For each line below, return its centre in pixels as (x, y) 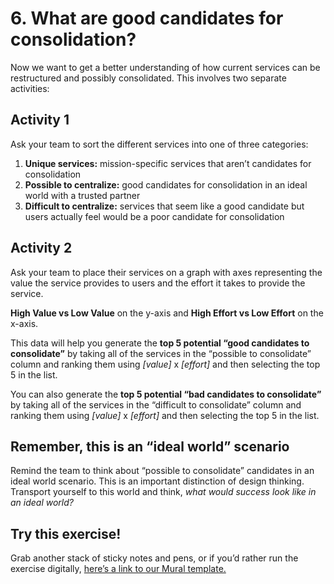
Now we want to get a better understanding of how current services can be (165, 67)
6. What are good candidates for (147, 18)
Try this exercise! (66, 533)
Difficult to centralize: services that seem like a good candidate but (164, 206)
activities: (30, 88)
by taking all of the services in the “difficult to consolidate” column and (156, 404)
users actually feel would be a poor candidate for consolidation (154, 216)
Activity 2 (41, 248)
